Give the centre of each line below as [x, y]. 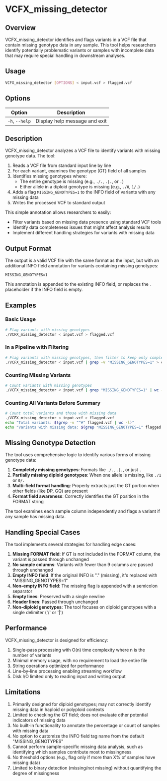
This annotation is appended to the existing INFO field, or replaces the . [79, 284]
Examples [21, 305]
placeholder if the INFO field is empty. [44, 290]
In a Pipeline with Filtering [37, 347]
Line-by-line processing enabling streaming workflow [67, 671]
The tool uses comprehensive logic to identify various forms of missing [78, 455]
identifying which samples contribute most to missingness [72, 752]
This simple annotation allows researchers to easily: [58, 212]
